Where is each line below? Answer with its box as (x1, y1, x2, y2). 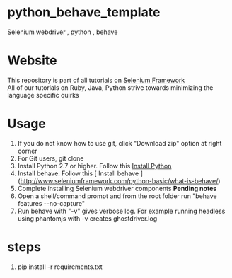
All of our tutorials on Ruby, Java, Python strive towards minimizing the (7, 83, 214, 92)
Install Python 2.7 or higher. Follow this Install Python (17, 161, 172, 170)
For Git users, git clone (17, 154, 84, 163)
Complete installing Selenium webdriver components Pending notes (17, 184, 217, 192)
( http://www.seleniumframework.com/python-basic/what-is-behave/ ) (17, 176, 221, 185)
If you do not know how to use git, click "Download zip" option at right (17, 139, 222, 147)
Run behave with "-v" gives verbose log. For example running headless (17, 207, 226, 215)
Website (7, 52, 57, 69)
